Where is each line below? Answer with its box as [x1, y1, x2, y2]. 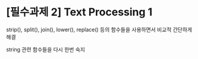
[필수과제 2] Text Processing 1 [6, 5, 153, 19]
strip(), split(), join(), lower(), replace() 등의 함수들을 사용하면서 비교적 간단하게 [6, 26, 192, 33]
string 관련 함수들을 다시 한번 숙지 [6, 45, 85, 53]
